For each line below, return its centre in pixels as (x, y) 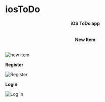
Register (14, 64)
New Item (85, 40)
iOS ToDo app (85, 23)
